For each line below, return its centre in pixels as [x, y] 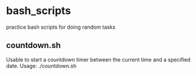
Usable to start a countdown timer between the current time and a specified [98, 59]
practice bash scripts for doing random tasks [61, 27]
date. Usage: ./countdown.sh [41, 66]
